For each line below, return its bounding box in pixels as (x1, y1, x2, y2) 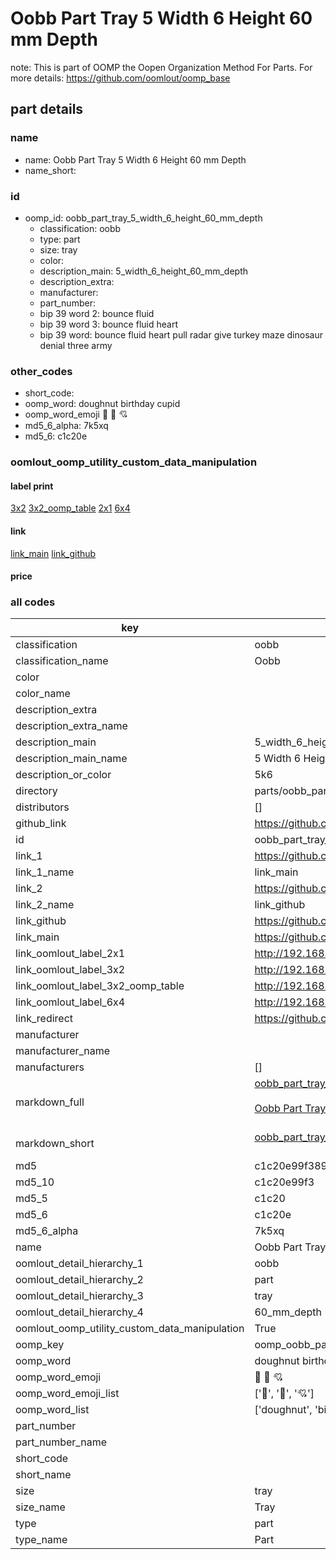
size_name (15, 1500, 66, 1514)
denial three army (39, 339, 113, 351)
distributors (15, 800, 70, 814)
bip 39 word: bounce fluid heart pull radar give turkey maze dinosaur (39, 328, 323, 341)
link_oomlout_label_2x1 (15, 947, 126, 961)
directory (15, 784, 58, 798)
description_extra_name (15, 719, 128, 733)
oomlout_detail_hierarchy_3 (15, 1289, 144, 1303)
